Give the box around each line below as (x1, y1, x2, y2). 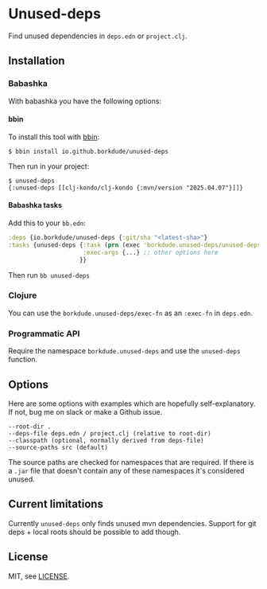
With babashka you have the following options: (8, 96, 161, 106)
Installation (8, 54, 65, 68)
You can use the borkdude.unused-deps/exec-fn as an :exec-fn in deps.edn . (8, 308, 253, 318)
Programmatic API (8, 328, 80, 339)
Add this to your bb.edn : (8, 218, 86, 228)
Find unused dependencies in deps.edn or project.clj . (8, 31, 188, 41)
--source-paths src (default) (8, 443, 109, 451)
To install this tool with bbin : (8, 132, 100, 142)
